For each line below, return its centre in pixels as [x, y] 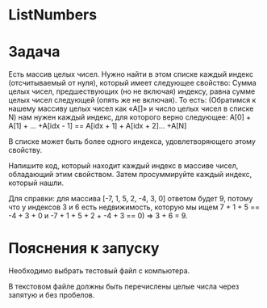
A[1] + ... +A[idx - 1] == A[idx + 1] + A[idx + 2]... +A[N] [98, 126]
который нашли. [36, 183]
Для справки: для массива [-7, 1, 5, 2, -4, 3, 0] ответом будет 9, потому [131, 199]
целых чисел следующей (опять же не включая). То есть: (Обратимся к [132, 100]
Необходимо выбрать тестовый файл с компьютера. [99, 271]
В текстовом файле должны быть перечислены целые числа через [124, 287]
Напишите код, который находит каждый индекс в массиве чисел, [123, 166]
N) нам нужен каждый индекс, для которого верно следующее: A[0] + [130, 117]
